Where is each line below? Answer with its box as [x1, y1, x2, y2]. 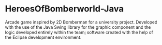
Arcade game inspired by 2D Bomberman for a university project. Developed [5, 19, 158, 25]
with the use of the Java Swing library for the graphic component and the [5, 24, 151, 30]
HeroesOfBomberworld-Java [5, 3, 124, 14]
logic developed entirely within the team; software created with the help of [5, 29, 153, 35]
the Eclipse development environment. [5, 34, 82, 40]
